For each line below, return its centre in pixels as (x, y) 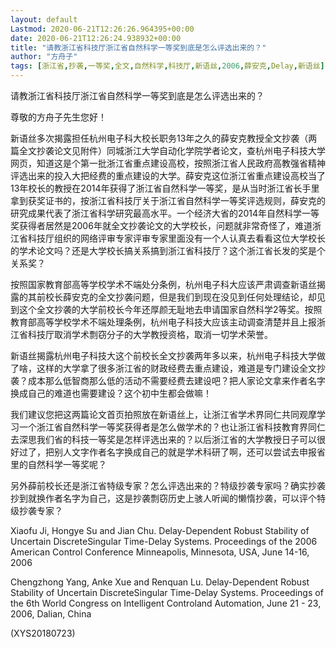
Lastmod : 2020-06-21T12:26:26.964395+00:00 (102, 29)
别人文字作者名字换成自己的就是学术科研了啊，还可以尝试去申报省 (189, 452)
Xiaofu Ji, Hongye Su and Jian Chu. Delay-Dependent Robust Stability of (160, 530)
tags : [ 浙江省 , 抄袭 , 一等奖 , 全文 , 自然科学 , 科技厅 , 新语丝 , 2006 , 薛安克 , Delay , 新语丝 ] (167, 66)
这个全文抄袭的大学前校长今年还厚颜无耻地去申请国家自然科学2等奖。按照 (170, 309)
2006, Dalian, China (51, 614)
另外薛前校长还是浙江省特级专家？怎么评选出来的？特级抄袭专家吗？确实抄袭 (168, 485)
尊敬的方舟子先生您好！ (58, 117)
